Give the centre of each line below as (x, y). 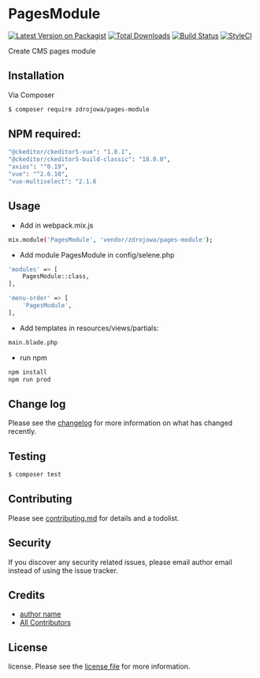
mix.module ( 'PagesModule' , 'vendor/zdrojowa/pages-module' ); (111, 239)
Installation (36, 76)
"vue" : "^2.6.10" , (38, 175)
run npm (33, 357)
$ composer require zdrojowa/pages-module (79, 109)
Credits (27, 595)
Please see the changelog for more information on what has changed (121, 423)
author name (40, 614)
